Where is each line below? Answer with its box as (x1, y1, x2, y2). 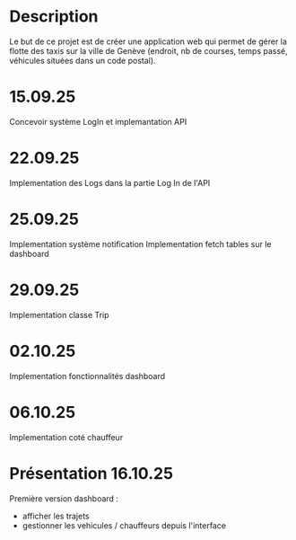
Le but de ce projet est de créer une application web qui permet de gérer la (9, 36, 287, 47)
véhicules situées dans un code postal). (9, 55, 156, 66)
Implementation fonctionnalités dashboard (9, 370, 166, 381)
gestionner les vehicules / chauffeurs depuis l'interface (22, 519, 227, 531)
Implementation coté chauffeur (9, 431, 124, 442)
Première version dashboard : (9, 492, 119, 504)
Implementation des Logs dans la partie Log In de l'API (9, 177, 211, 188)
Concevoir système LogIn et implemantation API (9, 116, 187, 127)
